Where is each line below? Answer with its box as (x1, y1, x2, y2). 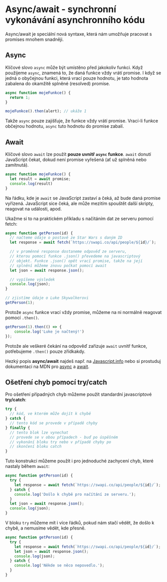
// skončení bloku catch (10, 444, 62, 449)
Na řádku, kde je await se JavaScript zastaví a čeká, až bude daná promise (5, 195, 161, 201)
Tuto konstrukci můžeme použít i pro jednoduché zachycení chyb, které (5, 458, 154, 464)
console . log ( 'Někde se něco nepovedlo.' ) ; (14, 563, 105, 568)
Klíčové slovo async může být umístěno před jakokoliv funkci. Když (5, 64, 143, 70)
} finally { (5, 425, 30, 430)
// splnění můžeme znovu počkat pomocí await (10, 263, 107, 268)
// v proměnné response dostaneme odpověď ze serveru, (10, 249, 127, 254)
